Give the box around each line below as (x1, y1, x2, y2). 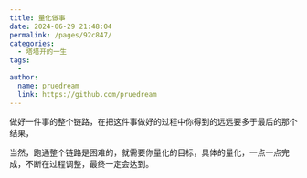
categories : (9, 38, 55, 48)
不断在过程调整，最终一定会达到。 (25, 158, 153, 169)
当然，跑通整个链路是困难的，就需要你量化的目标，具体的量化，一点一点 (9, 147, 281, 158)
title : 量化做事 (9, 13, 66, 23)
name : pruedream (17, 81, 79, 90)
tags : (9, 56, 30, 65)
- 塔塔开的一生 (17, 47, 68, 57)
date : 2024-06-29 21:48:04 (9, 22, 112, 31)
